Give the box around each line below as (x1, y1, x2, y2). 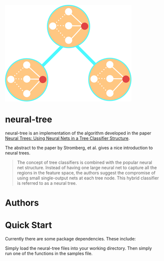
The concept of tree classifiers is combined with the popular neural (17, 159, 152, 165)
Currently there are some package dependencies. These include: (5, 236, 136, 242)
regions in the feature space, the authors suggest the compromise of (17, 170, 156, 175)
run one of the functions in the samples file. (5, 251, 93, 257)
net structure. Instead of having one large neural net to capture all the (17, 164, 157, 171)
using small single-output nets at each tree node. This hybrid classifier (17, 175, 159, 181)
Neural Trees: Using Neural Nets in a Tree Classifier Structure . (5, 135, 130, 141)
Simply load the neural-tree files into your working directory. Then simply (5, 245, 152, 251)
